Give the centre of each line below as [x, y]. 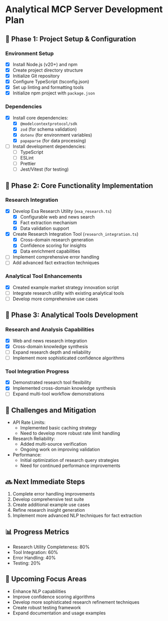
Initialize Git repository [36, 76]
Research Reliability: [34, 439]
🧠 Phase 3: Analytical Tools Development [72, 315]
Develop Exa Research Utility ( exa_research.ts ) [62, 211]
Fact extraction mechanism [48, 223]
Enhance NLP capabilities [39, 591]
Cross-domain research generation [57, 240]
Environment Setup [30, 53]
